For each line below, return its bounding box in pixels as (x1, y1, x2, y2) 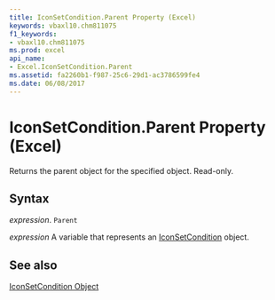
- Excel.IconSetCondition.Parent (9, 63, 133, 72)
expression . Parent (9, 215, 78, 225)
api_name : (9, 54, 46, 63)
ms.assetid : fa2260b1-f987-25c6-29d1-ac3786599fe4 (9, 71, 200, 80)
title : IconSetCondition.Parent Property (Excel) (9, 12, 197, 22)
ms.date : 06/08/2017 (9, 79, 86, 88)
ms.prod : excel (9, 46, 66, 55)
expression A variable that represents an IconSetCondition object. (9, 232, 250, 242)
